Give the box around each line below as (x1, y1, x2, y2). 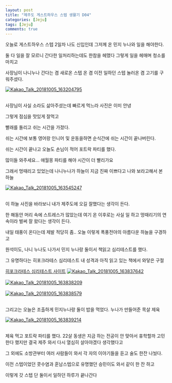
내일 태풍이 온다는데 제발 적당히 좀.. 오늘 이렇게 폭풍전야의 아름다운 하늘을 (5, 229, 153, 235)
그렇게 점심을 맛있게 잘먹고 (5, 114, 59, 120)
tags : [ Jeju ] (5, 22, 33, 27)
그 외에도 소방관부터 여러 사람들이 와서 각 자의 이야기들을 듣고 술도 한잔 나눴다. (5, 350, 163, 356)
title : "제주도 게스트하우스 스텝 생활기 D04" (5, 12, 91, 17)
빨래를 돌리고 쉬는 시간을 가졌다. (5, 124, 70, 131)
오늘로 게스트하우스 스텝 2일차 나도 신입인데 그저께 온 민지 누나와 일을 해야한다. (5, 42, 164, 48)
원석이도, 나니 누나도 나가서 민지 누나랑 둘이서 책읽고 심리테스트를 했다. (5, 246, 148, 252)
